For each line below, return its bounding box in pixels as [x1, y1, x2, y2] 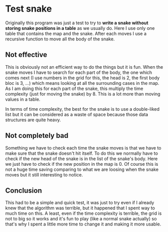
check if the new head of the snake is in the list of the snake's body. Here [5, 155, 158, 162]
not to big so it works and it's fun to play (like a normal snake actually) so [5, 216, 157, 222]
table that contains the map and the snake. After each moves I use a [5, 30, 147, 36]
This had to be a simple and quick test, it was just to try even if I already [5, 200, 154, 206]
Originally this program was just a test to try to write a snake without [5, 20, 149, 26]
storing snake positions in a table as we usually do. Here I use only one [5, 25, 155, 31]
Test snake [5, 3, 52, 15]
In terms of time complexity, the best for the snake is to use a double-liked [5, 106, 160, 112]
